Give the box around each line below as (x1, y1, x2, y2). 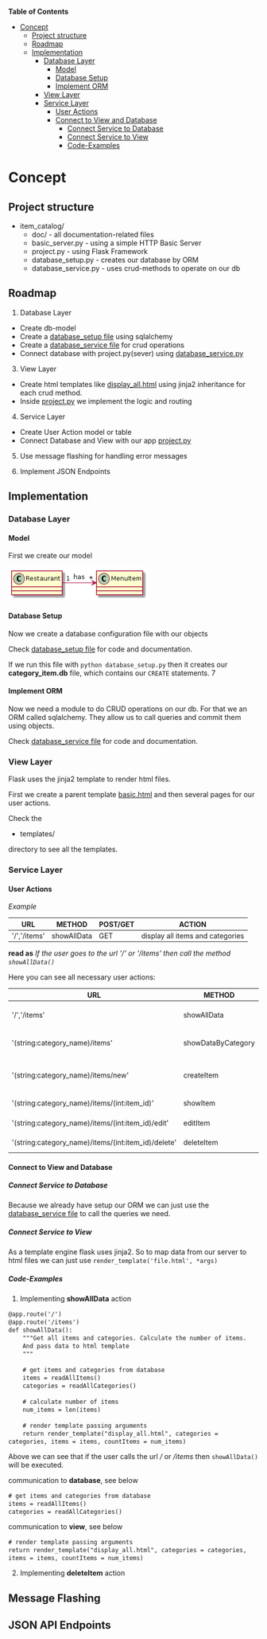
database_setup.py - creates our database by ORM (31, 255, 199, 264)
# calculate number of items (22, 1398, 119, 1406)
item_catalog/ (19, 221, 65, 230)
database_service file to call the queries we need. (8, 1209, 171, 1218)
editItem (183, 1118, 211, 1128)
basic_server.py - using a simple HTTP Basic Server (31, 238, 202, 248)
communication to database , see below (8, 1476, 139, 1485)
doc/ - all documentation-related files (31, 230, 155, 239)
